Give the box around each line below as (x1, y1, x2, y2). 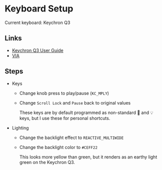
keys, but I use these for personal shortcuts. (19, 115, 110, 121)
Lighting (11, 124, 29, 130)
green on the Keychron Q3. (19, 159, 75, 165)
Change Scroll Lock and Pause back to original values (19, 99, 131, 105)
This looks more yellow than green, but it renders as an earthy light (19, 153, 157, 160)
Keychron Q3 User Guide (11, 47, 63, 53)
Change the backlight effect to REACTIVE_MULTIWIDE (19, 134, 124, 140)
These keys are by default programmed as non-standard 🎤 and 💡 (19, 109, 153, 115)
